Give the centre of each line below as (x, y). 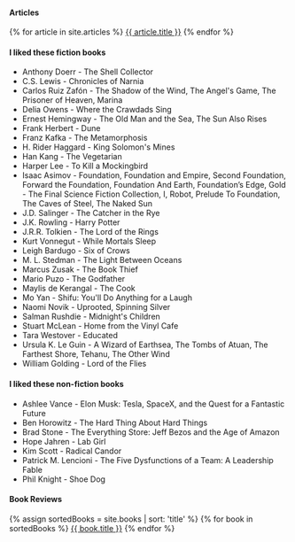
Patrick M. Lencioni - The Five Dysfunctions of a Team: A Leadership (148, 460)
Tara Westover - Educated (70, 336)
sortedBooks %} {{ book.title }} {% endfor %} (92, 528)
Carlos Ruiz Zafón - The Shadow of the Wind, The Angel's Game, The (149, 91)
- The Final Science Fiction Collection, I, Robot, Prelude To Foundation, (151, 194)
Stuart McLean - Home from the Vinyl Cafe (100, 326)
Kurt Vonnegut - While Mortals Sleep (89, 241)
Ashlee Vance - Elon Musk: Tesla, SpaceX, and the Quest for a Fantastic (153, 404)
